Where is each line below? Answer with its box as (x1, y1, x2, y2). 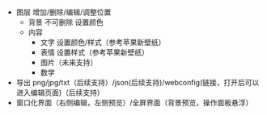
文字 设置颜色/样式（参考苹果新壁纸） (40, 38, 166, 47)
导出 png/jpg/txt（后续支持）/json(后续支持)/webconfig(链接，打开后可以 (15, 78, 260, 88)
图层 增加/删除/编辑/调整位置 (15, 7, 112, 17)
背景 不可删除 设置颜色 (28, 18, 104, 27)
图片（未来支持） (40, 58, 98, 68)
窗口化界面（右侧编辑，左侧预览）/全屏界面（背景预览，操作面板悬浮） (15, 98, 253, 108)
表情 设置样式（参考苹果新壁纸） (40, 47, 150, 57)
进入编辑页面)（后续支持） (15, 88, 104, 97)
